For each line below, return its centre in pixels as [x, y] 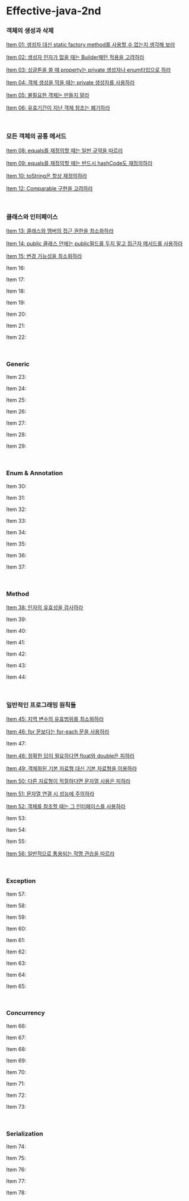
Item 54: [16, 830]
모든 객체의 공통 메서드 [36, 136]
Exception [21, 881]
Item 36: [16, 555]
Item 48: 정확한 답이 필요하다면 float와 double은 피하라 [71, 756]
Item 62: [16, 951]
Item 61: [16, 940]
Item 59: [16, 917]
